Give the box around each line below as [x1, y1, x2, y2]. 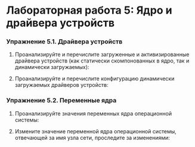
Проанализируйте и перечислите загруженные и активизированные [14, 51, 190, 58]
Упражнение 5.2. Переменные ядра [6, 96, 117, 105]
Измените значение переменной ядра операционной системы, [14, 127, 177, 135]
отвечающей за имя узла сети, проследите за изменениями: [14, 134, 170, 141]
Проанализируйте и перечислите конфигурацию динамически [14, 75, 175, 82]
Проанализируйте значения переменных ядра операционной [14, 110, 172, 117]
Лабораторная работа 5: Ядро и [6, 4, 172, 17]
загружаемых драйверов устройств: [14, 82, 109, 89]
